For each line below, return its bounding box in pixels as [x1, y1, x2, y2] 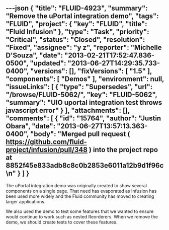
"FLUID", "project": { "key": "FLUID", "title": [6, 20, 147, 28]
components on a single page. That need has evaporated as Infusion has [6, 188, 157, 194]
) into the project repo [89, 145, 158, 154]
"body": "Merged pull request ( [30, 130, 130, 138]
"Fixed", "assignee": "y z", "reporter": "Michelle [6, 43, 162, 52]
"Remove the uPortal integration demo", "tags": [6, 12, 159, 21]
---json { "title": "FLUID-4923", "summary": [6, 4, 148, 13]
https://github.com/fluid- [6, 138, 88, 146]
